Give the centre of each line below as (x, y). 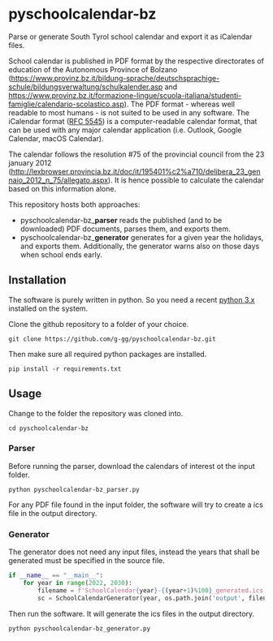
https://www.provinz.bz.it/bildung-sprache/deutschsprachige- (115, 78)
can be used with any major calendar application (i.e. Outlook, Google (125, 130)
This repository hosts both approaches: (74, 204)
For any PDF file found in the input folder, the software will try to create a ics (136, 505)
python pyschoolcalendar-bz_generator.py (80, 628)
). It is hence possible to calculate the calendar (186, 180)
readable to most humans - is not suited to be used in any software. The (129, 112)
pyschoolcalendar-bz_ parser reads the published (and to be (121, 220)
